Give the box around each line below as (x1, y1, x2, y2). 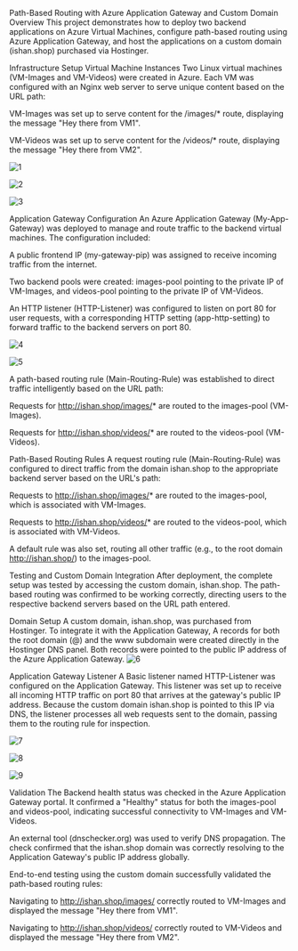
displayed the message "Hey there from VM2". (9, 932, 180, 942)
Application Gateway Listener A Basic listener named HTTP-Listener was (9, 671, 276, 681)
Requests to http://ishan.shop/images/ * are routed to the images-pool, (9, 490, 268, 500)
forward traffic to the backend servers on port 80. (9, 322, 192, 332)
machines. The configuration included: (9, 232, 151, 243)
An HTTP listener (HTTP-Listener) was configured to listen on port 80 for (9, 303, 277, 313)
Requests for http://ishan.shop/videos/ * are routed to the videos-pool (9, 427, 264, 437)
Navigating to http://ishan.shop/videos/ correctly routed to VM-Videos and (9, 923, 283, 933)
